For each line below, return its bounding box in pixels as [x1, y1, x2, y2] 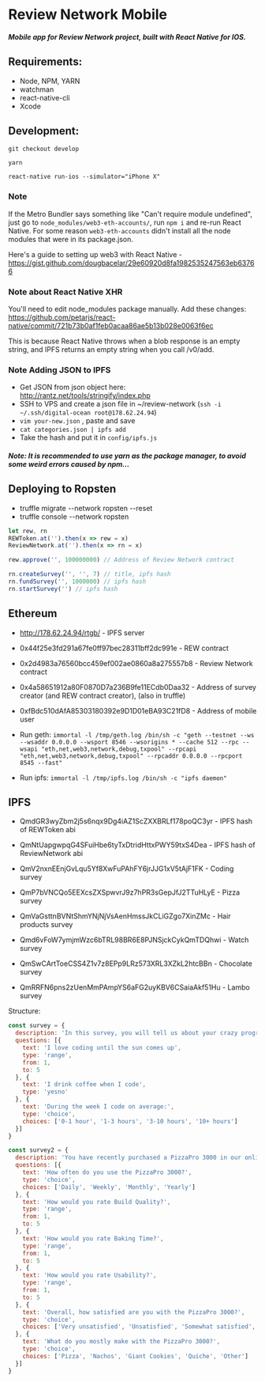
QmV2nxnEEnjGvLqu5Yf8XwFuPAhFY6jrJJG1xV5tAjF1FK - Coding [19, 864, 234, 873]
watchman [19, 85, 54, 94]
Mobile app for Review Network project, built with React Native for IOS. [8, 32, 247, 41]
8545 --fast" [19, 759, 63, 767]
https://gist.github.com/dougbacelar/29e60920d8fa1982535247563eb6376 [8, 258, 255, 267]
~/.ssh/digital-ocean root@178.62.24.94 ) [19, 407, 157, 417]
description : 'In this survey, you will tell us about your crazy [15, 1029, 238, 1037]
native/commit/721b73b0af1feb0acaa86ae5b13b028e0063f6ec [8, 321, 215, 330]
